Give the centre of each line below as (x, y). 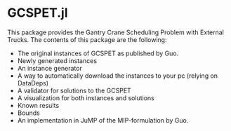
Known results (38, 105)
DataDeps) (33, 83)
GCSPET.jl (38, 13)
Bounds (28, 113)
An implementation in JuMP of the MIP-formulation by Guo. (103, 120)
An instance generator (50, 68)
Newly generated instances (57, 60)
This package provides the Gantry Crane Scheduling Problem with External (116, 32)
